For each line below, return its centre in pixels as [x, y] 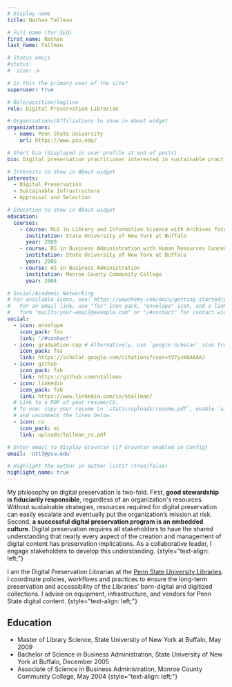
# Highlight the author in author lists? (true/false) [88, 466]
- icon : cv [29, 422]
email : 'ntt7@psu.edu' [40, 454]
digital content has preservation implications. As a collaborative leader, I [109, 543]
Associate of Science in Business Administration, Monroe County [109, 669]
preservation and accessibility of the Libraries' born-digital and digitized [110, 586]
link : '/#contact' [46, 338]
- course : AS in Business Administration [80, 268]
